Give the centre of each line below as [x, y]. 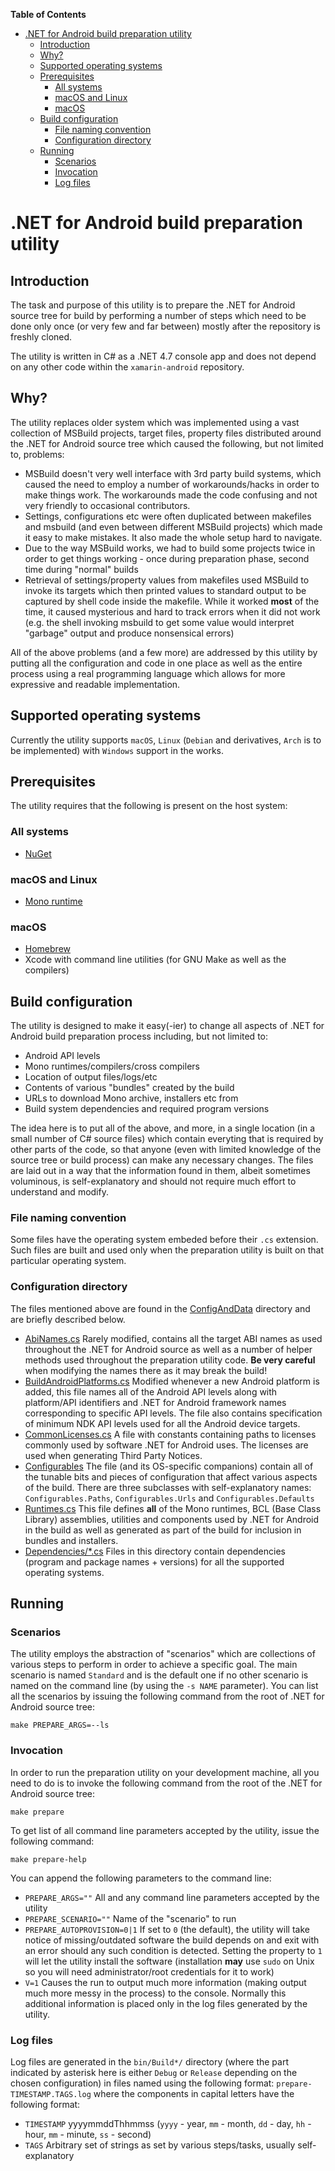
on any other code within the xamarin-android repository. [127, 367]
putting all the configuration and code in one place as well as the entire [156, 663]
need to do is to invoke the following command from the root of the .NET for [166, 1783]
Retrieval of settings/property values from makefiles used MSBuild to [167, 580]
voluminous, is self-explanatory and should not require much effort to [153, 1181]
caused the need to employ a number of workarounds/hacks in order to [172, 484]
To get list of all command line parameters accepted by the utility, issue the [165, 1830]
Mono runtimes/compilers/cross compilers [112, 1066]
